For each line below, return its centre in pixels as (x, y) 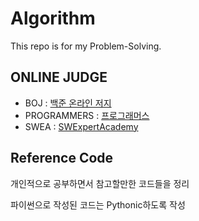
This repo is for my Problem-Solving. (86, 46)
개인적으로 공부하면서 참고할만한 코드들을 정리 (100, 183)
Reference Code (62, 158)
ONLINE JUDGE (59, 77)
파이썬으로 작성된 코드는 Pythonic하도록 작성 (98, 204)
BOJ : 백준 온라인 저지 (68, 103)
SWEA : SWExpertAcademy (81, 126)
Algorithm (53, 18)
